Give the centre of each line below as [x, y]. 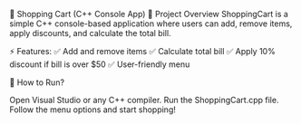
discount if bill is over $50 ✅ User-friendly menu [100, 64]
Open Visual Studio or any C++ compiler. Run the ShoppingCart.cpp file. [144, 100]
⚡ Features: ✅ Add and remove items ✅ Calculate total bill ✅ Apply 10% [143, 51]
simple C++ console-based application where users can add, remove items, [151, 24]
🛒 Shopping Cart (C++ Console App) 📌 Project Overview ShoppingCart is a [149, 14]
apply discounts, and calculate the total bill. [90, 33]
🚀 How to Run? [37, 82]
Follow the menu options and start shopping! [93, 110]
